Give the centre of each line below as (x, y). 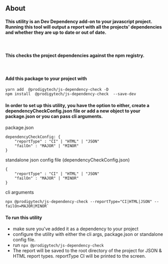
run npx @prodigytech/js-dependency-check (58, 245)
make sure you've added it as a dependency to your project (76, 229)
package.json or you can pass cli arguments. (54, 116)
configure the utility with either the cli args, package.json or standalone (88, 234)
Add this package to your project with (46, 78)
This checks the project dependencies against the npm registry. (75, 55)
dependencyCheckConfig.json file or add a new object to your (73, 111)
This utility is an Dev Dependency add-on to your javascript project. (79, 21)
